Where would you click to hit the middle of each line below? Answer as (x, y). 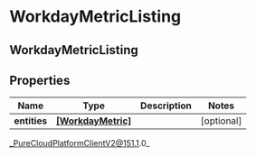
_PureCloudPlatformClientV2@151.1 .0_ (80, 143)
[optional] (221, 121)
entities (31, 121)
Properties (40, 80)
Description (166, 106)
